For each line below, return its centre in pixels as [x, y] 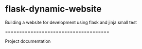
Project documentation [28, 41]
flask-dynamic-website [53, 9]
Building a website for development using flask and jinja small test [71, 22]
